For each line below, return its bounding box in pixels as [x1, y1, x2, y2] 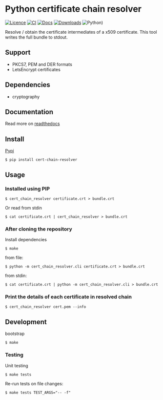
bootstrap [5, 331, 25, 337]
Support [5, 48, 31, 57]
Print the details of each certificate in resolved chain [5, 294, 132, 300]
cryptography [12, 94, 40, 100]
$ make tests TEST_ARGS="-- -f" [5, 390, 71, 395]
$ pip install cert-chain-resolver [5, 157, 78, 162]
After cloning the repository [5, 226, 72, 232]
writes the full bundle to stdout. [5, 34, 68, 40]
